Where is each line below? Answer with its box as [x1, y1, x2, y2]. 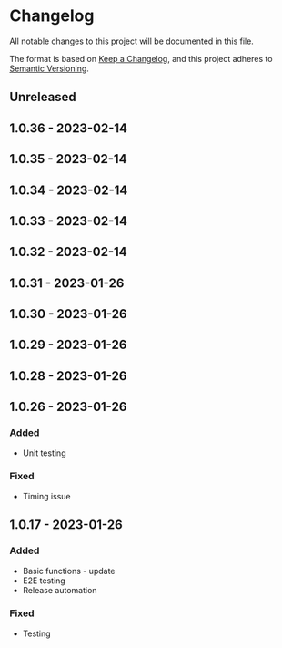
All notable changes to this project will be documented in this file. [9, 36, 255, 46]
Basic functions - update [22, 565, 116, 576]
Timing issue [22, 490, 71, 501]
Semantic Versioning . [9, 63, 89, 74]
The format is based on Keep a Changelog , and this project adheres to [9, 53, 273, 64]
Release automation [22, 584, 97, 595]
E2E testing [22, 575, 65, 586]
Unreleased [9, 89, 77, 105]
